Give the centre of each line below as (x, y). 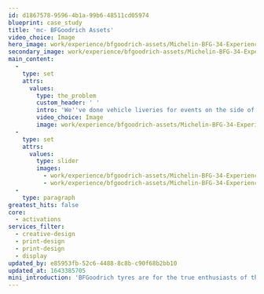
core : (17, 212)
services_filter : (37, 227)
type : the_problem (66, 96)
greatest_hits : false (44, 205)
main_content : (31, 60)
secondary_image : (37, 52)
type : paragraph (49, 198)
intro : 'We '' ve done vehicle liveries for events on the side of (146, 111)
